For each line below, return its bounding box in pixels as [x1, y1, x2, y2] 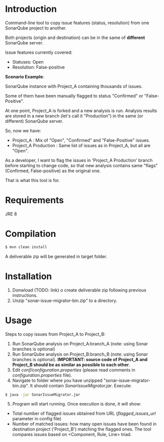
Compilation [5, 228, 56, 240]
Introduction [5, 3, 57, 15]
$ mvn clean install [5, 244, 48, 250]
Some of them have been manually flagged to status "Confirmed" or [5, 93, 144, 99]
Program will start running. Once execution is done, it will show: [12, 401, 141, 407]
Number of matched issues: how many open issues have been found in [12, 421, 157, 427]
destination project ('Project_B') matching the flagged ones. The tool [12, 426, 152, 432]
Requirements [5, 195, 64, 206]
